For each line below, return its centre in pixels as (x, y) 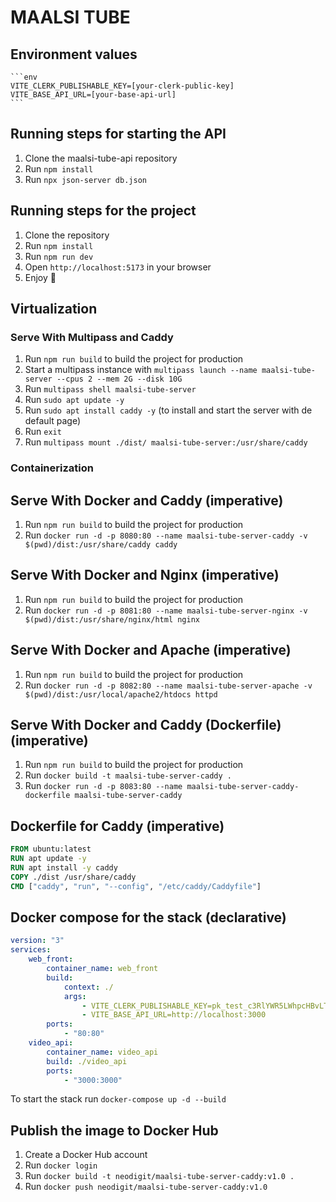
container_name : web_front (102, 969)
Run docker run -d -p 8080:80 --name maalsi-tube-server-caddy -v (166, 535)
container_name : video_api (102, 1052)
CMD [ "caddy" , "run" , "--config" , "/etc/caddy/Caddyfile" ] (136, 886)
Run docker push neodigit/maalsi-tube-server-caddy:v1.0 (146, 1187)
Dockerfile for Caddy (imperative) (117, 826)
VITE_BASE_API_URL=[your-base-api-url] (93, 95)
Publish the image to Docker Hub (114, 1130)
